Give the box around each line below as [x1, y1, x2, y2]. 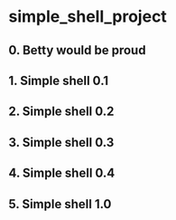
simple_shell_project [8, 6, 168, 27]
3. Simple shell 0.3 [8, 134, 115, 150]
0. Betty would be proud [8, 43, 146, 58]
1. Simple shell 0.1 [8, 72, 109, 88]
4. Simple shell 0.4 [8, 166, 116, 181]
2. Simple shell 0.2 [8, 104, 115, 120]
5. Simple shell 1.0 [8, 196, 112, 212]
